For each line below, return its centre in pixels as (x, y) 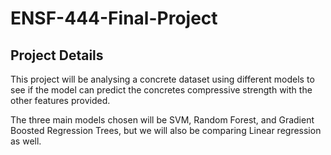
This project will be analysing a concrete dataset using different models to (162, 79)
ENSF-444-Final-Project (114, 18)
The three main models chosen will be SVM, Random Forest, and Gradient (162, 120)
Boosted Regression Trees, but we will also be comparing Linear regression (166, 130)
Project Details (57, 55)
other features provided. (60, 100)
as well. (26, 141)
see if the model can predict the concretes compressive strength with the (161, 90)
